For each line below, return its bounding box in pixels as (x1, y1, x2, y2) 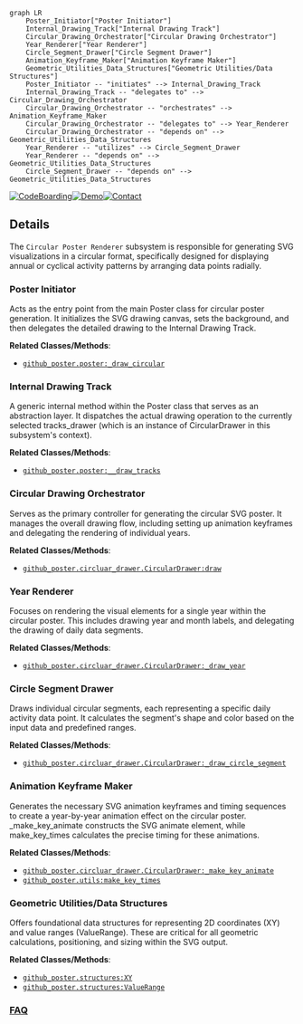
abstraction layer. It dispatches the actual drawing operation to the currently (9, 410, 292, 421)
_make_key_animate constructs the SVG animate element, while (9, 819, 246, 830)
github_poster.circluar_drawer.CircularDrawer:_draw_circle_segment (22, 759, 287, 769)
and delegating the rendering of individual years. (9, 527, 191, 538)
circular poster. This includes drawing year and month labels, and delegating (9, 616, 295, 626)
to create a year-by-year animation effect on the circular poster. (9, 810, 247, 821)
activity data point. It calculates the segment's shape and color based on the (9, 713, 295, 723)
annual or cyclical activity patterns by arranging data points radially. (9, 260, 262, 271)
